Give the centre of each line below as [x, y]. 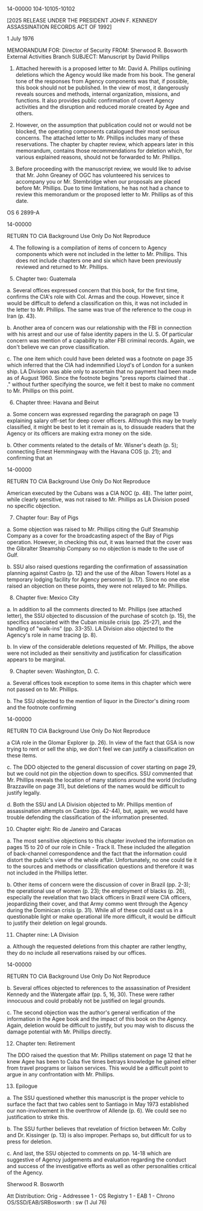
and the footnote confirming [42, 707]
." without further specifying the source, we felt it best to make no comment [101, 384]
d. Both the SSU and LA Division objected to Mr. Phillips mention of [90, 805]
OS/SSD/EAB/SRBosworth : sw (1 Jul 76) [57, 1202]
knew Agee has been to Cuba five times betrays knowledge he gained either [101, 1062]
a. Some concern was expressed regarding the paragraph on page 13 [93, 414]
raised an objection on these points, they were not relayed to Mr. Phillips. [97, 586]
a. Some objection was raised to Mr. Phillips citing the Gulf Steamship [93, 529]
